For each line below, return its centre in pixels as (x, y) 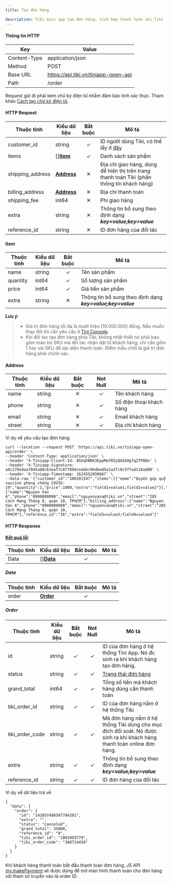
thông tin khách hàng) (127, 184)
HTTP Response (23, 526)
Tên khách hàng (134, 394)
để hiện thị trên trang (125, 171)
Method (17, 66)
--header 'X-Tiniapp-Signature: (40, 465)
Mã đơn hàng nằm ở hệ (130, 718)
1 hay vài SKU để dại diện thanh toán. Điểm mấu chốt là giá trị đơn (95, 348)
